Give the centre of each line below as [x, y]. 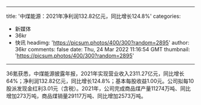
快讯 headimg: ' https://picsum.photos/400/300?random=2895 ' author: [102, 43]
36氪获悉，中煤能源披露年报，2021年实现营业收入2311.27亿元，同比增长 [95, 73]
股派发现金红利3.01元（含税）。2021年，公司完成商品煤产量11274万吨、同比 [99, 88]
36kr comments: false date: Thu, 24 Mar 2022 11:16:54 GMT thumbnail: [102, 49]
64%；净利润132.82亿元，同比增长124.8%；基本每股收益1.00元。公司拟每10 [100, 81]
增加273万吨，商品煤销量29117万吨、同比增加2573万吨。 [76, 96]
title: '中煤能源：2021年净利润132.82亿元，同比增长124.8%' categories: [94, 16]
